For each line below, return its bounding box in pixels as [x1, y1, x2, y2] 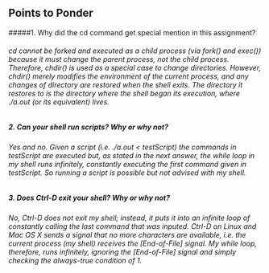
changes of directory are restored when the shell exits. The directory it [8, 80, 243, 90]
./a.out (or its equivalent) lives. [8, 97, 110, 107]
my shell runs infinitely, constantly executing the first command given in [8, 160, 247, 169]
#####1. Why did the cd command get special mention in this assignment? [8, 27, 256, 37]
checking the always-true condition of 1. [8, 256, 143, 266]
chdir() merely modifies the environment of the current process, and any [8, 71, 250, 81]
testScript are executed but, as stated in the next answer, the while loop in [8, 151, 255, 161]
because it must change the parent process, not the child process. [8, 55, 230, 64]
